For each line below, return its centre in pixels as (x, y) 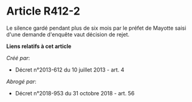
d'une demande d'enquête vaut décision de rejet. (68, 34)
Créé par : (18, 58)
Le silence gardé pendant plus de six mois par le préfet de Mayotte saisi (96, 28)
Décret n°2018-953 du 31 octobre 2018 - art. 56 (75, 93)
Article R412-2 (43, 11)
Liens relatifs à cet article (39, 46)
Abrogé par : (21, 81)
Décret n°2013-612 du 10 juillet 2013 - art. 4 (70, 70)
